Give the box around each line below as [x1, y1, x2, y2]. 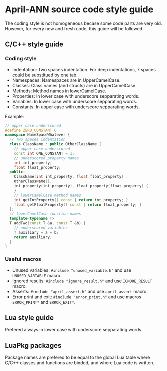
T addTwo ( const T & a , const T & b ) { [9, 221, 86, 226]
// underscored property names [14, 155, 79, 161]
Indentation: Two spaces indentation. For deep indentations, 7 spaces [12, 66, 156, 72]
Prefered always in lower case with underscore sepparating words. [5, 327, 143, 333]
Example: [5, 113, 24, 119]
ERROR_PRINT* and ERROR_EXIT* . [12, 299, 76, 305]
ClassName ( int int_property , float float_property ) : [14, 174, 128, 179]
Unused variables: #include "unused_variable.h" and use [12, 267, 131, 273]
